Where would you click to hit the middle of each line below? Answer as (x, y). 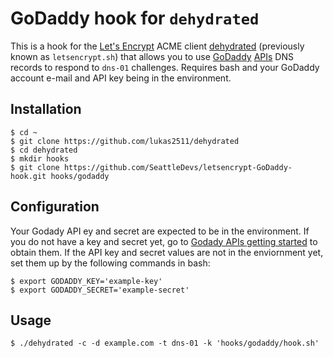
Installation (46, 109)
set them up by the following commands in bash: (110, 263)
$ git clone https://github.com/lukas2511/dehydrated (125, 141)
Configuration (55, 207)
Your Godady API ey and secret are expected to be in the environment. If (160, 231)
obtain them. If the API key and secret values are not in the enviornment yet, (167, 252)
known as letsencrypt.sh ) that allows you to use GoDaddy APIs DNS (152, 56)
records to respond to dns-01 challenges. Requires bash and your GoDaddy (165, 67)
